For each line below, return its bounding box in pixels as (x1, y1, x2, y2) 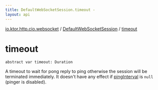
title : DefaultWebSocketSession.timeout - (5, 7, 95, 12)
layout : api (5, 12, 30, 17)
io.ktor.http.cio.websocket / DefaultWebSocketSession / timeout (5, 25, 137, 31)
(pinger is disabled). (5, 79, 47, 85)
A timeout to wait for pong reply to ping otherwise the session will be (5, 68, 147, 74)
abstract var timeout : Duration (5, 59, 73, 65)
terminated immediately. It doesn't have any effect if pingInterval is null (5, 73, 153, 80)
